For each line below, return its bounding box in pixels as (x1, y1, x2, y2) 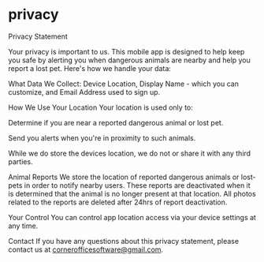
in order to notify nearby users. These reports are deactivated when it (24, 180, 251, 190)
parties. (8, 156, 33, 167)
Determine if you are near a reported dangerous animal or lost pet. (8, 118, 224, 127)
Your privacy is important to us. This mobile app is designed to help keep (8, 47, 245, 56)
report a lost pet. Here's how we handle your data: (8, 63, 172, 73)
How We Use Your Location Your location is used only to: (8, 103, 193, 112)
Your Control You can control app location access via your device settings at (8, 212, 256, 222)
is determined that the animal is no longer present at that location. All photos (8, 189, 256, 198)
